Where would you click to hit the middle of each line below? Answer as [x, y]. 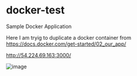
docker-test [35, 10]
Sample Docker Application [39, 26]
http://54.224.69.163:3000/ [39, 55]
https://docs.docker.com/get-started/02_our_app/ [66, 44]
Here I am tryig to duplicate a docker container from [69, 37]
